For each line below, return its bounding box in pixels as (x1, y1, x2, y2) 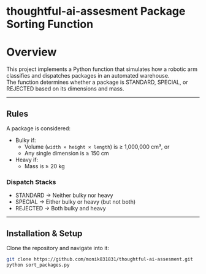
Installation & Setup (6, 228, 83, 239)
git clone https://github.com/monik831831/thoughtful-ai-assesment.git (6, 256, 193, 262)
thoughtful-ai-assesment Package (6, 4, 186, 18)
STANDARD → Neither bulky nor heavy (15, 191, 113, 199)
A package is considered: (6, 124, 71, 132)
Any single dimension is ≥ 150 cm (24, 149, 109, 157)
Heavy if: (15, 156, 39, 163)
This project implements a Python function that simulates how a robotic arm (6, 65, 198, 73)
